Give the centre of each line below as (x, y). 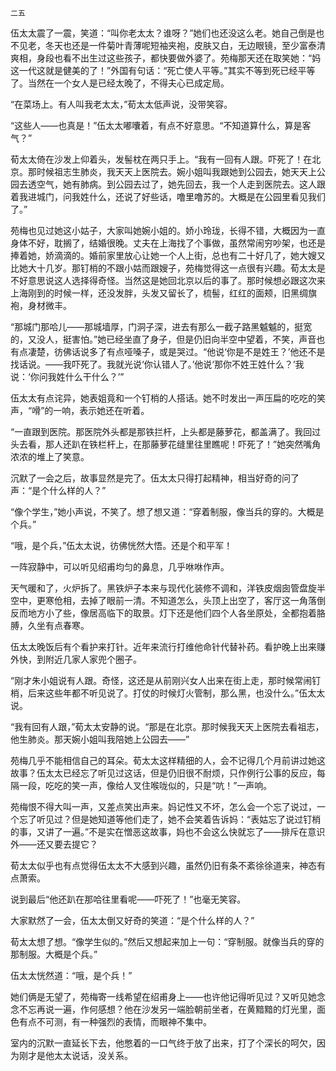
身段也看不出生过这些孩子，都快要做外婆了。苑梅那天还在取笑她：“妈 (179, 58)
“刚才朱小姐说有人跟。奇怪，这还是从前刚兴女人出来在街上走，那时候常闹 (161, 680)
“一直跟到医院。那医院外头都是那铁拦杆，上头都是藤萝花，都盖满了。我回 (161, 431)
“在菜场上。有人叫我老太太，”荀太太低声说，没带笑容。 (121, 104)
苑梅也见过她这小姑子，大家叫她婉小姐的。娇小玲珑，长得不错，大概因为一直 (168, 230)
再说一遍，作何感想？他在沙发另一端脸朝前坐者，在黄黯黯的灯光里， (176, 1009)
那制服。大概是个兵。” (54, 954)
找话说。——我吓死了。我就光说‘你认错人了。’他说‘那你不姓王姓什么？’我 (157, 364)
